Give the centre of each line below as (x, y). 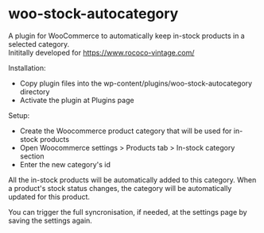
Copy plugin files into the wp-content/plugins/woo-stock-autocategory (136, 83)
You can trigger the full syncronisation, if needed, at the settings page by (128, 212)
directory (35, 91)
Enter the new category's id (65, 164)
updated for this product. (49, 197)
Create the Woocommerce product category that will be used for (126, 131)
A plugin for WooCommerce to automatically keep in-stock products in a (126, 36)
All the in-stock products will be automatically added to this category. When (132, 180)
